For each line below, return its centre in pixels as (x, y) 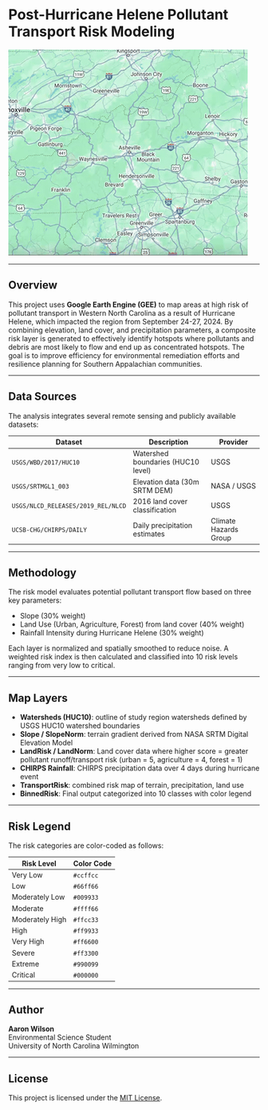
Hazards (225, 530)
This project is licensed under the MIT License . (85, 1098)
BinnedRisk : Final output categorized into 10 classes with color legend (136, 794)
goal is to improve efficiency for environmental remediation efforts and (124, 355)
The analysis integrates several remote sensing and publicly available (122, 416)
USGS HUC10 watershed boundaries (80, 726)
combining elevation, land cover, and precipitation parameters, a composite (132, 330)
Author (26, 1010)
